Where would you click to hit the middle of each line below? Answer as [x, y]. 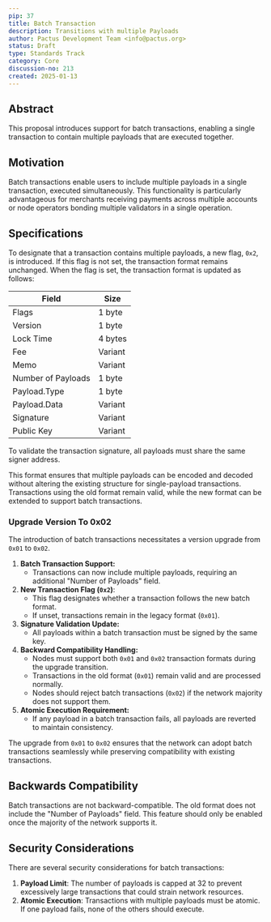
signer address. [34, 459]
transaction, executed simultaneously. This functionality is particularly [125, 190]
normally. [48, 685]
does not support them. [71, 702]
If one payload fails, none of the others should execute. [112, 909]
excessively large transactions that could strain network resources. [132, 891]
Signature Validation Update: [70, 624]
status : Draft [32, 46]
